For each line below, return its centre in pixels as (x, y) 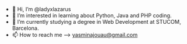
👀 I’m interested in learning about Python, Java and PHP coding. (92, 15)
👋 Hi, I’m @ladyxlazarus (41, 9)
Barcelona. (25, 28)
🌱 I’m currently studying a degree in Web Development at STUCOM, (97, 22)
